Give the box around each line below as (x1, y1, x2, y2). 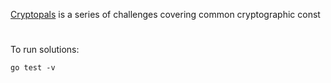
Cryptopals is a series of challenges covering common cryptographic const (10, 9, 321, 20)
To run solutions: (10, 44, 80, 56)
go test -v (10, 63, 56, 73)
